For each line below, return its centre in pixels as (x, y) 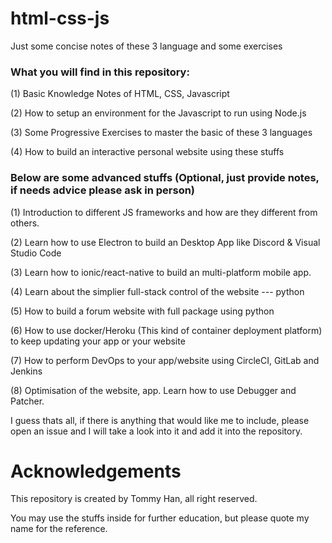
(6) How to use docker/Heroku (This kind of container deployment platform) (166, 330)
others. (25, 223)
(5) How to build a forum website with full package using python (142, 311)
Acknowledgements (96, 471)
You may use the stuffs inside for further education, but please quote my (160, 518)
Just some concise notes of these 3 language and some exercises (146, 46)
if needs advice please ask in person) (103, 190)
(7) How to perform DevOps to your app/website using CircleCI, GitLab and (165, 360)
